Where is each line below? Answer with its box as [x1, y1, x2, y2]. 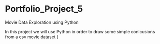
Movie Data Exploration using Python [5, 19, 79, 25]
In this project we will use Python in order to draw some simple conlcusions [5, 29, 156, 34]
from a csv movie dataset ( [5, 34, 58, 40]
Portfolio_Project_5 [5, 3, 83, 15]
